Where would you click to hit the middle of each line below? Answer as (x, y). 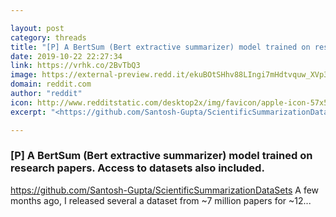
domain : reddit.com (51, 84)
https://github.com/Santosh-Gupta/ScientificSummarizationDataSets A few (165, 190)
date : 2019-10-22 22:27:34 (66, 56)
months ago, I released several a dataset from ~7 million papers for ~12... (161, 200)
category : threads (48, 37)
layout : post (37, 28)
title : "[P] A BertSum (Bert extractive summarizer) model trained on (160, 47)
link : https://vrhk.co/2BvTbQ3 (75, 66)
